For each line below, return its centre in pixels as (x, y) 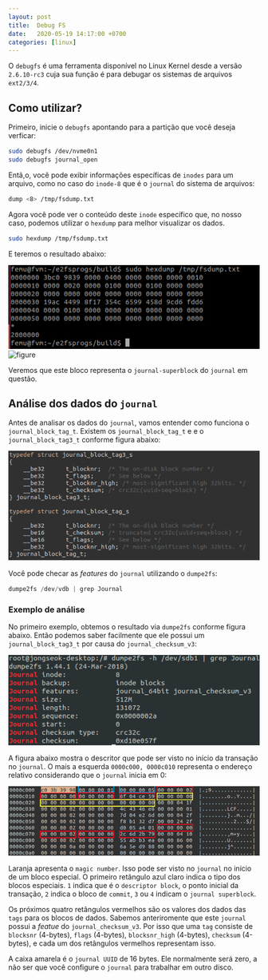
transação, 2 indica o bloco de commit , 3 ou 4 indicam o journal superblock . (132, 894)
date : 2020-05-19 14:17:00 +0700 (67, 34)
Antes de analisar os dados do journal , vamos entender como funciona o (129, 423)
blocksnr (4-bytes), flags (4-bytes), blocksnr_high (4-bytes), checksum (124, 935)
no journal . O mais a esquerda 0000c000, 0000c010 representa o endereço (130, 766)
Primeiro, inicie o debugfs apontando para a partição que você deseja (122, 127)
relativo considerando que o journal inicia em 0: (88, 775)
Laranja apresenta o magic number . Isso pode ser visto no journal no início (130, 869)
